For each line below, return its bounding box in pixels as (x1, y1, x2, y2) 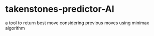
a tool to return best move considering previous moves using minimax (5, 20, 149, 26)
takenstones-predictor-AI (5, 3, 114, 15)
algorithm (5, 25, 25, 31)
